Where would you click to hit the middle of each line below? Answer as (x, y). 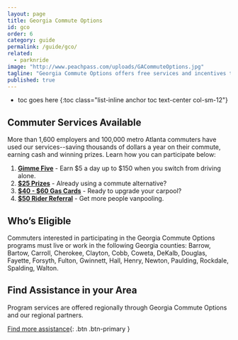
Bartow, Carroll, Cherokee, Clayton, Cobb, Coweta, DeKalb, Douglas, (107, 253)
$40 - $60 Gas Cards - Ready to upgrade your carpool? (100, 191)
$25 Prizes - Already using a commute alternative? (92, 183)
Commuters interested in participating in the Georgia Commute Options (111, 238)
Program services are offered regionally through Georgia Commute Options (117, 307)
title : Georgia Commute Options (55, 21)
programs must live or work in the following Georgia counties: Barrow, (109, 245)
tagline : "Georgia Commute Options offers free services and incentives (117, 73)
